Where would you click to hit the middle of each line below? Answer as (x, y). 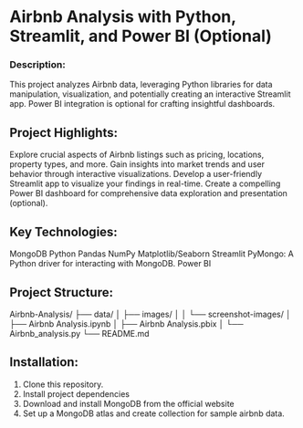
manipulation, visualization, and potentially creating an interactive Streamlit (150, 94)
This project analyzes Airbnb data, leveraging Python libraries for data (141, 85)
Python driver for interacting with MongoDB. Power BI (110, 264)
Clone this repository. (63, 384)
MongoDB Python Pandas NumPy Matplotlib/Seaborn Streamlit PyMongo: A (151, 254)
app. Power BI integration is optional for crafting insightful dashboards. (142, 104)
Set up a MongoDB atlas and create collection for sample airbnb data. (153, 413)
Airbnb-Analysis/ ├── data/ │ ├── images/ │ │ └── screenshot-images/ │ (151, 314)
